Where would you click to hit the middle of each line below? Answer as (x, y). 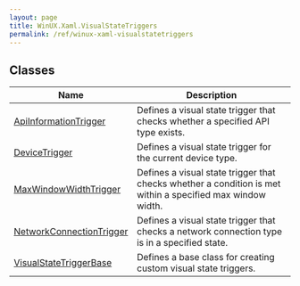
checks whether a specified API (203, 121)
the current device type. (187, 159)
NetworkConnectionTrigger (71, 232)
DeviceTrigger (43, 152)
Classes (32, 70)
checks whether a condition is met (209, 184)
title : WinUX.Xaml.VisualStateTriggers (83, 26)
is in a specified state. (183, 243)
